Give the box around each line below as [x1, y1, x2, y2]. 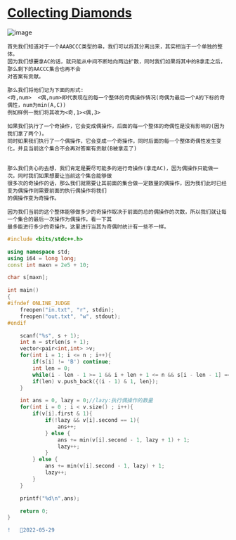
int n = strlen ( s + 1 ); [20, 339, 90, 346]
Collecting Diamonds [7, 5, 132, 21]
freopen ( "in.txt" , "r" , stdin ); [20, 306, 114, 314]
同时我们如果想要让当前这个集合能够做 [17, 172, 112, 179]
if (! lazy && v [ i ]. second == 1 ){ [44, 417, 140, 424]
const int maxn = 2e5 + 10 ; [7, 262, 90, 269]
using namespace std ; [7, 248, 71, 255]
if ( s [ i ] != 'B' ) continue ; [32, 359, 112, 366]
